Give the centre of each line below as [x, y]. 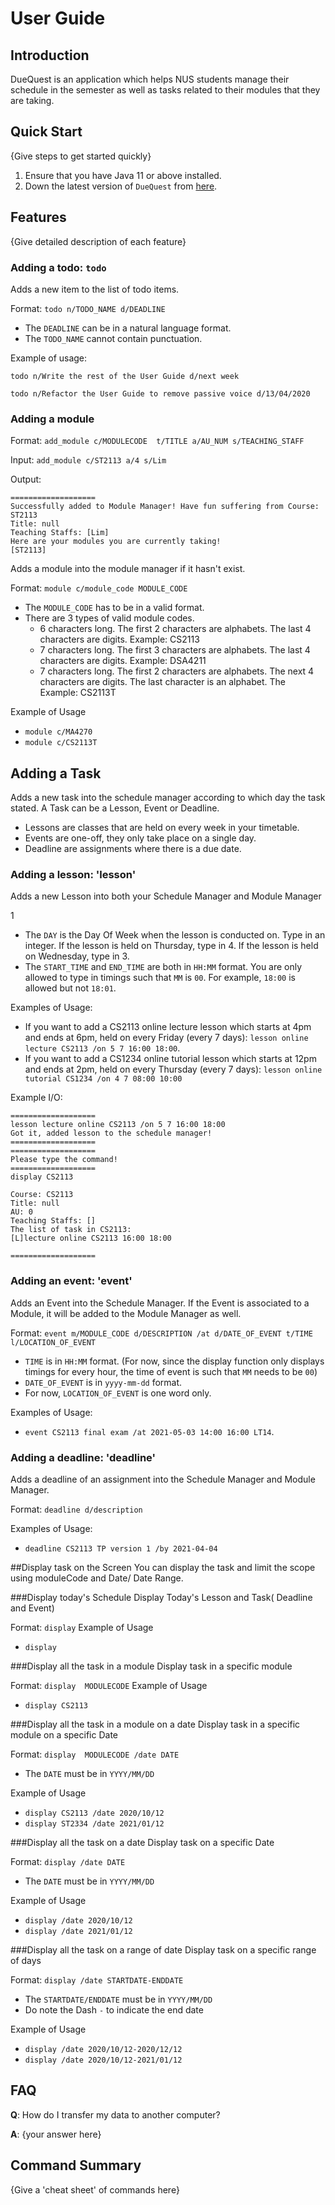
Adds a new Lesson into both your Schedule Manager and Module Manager [166, 896]
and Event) [32, 1608]
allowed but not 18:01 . [70, 988]
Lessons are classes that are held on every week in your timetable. [162, 828]
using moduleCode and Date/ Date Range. [97, 1578]
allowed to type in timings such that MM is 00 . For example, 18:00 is [160, 978]
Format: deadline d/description [76, 1509]
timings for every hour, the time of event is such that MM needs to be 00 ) [171, 1371]
